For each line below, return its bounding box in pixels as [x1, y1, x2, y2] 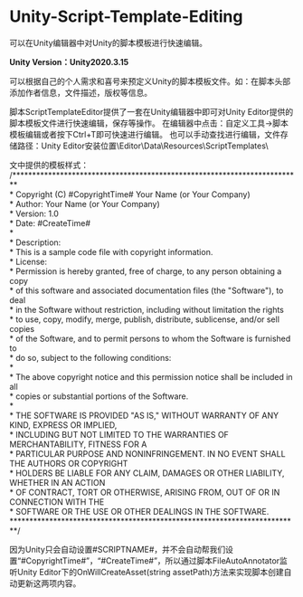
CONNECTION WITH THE [9, 496, 105, 507]
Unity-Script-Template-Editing [9, 6, 243, 27]
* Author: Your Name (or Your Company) [9, 198, 160, 209]
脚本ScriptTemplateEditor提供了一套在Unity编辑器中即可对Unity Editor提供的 [9, 106, 294, 117]
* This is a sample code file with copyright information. [9, 246, 213, 257]
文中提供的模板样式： [9, 159, 89, 170]
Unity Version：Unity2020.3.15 [9, 56, 129, 67]
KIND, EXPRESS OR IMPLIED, [9, 419, 118, 431]
